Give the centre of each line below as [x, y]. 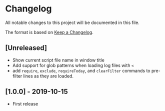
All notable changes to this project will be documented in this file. [72, 22]
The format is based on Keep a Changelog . [49, 32]
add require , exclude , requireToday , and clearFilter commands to [81, 70]
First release [25, 103]
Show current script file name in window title [58, 60]
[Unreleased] [26, 48]
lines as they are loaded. [48, 76]
